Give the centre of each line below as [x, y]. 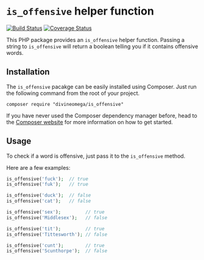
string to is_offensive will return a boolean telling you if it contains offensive [102, 46]
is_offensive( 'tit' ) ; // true [55, 229]
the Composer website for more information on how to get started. [90, 122]
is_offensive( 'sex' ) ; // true [55, 212]
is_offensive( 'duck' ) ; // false [49, 195]
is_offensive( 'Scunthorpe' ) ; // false [57, 251]
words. [15, 52]
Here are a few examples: [38, 167]
